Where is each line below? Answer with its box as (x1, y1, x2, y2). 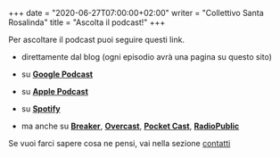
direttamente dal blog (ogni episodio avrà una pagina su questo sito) (21, 52, 273, 62)
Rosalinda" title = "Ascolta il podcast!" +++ (8, 17, 166, 28)
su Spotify (21, 103, 61, 114)
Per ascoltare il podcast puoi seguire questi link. (8, 35, 185, 45)
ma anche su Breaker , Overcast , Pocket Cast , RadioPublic (21, 120, 240, 131)
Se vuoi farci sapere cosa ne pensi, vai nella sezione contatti (8, 138, 231, 148)
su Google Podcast (21, 69, 94, 79)
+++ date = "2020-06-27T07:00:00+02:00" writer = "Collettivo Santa (8, 8, 264, 18)
